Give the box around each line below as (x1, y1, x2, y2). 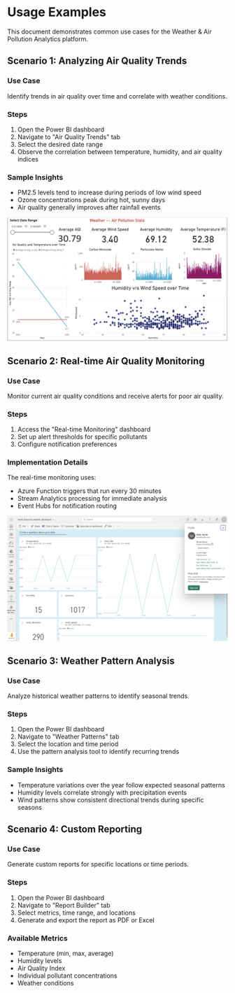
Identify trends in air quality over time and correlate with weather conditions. (7, 92, 227, 100)
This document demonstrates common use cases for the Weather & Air (7, 27, 212, 36)
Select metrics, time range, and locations (17, 908, 136, 917)
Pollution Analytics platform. (7, 34, 89, 43)
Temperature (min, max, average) (17, 949, 114, 957)
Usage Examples (7, 4, 107, 20)
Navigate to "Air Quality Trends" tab (17, 132, 121, 141)
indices (17, 155, 38, 163)
